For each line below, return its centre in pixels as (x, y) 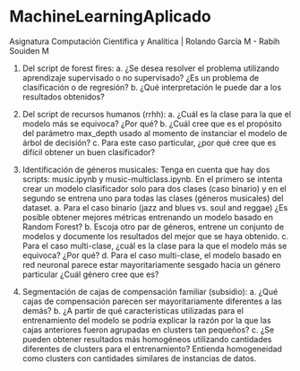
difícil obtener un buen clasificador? (88, 152)
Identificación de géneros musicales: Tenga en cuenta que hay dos (146, 169)
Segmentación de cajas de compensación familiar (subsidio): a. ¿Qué (150, 291)
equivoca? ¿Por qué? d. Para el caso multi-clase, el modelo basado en (152, 255)
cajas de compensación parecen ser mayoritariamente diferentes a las (152, 301)
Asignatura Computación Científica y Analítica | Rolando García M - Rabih (145, 41)
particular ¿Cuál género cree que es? (90, 274)
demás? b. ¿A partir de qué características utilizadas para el (133, 310)
